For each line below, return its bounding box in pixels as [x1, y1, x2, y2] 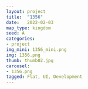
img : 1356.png [6, 52, 41, 58]
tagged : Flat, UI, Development [6, 74, 83, 80]
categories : [6, 36, 35, 42]
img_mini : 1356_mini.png [6, 47, 67, 53]
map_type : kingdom [6, 25, 51, 31]
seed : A [6, 30, 25, 36]
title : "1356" [6, 14, 43, 20]
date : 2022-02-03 [6, 19, 54, 25]
